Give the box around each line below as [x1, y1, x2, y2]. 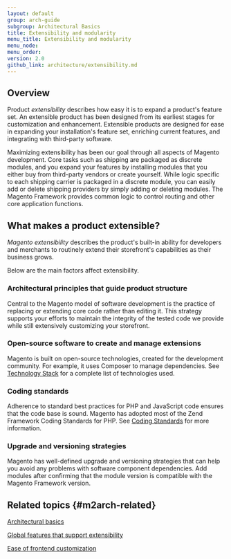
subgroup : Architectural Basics [7, 23, 100, 30]
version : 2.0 [7, 55, 45, 62]
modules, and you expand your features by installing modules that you [7, 163, 207, 172]
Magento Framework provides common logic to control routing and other [7, 192, 215, 201]
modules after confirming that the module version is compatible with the [7, 472, 213, 480]
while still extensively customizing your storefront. [7, 321, 150, 329]
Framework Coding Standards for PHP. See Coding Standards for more [7, 416, 210, 425]
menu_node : [7, 42, 39, 49]
